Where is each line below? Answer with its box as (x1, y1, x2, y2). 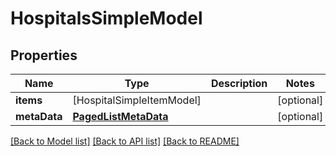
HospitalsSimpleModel (10, 7, 203, 30)
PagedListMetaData (72, 110, 169, 123)
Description (210, 77, 268, 90)
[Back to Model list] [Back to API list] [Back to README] (10, 135, 240, 147)
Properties (10, 47, 78, 64)
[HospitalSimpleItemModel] (72, 93, 202, 107)
